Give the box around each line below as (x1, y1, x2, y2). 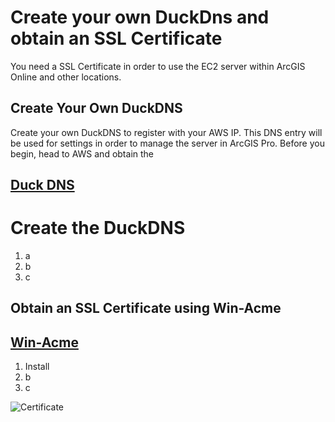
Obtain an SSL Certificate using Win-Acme (10, 300, 282, 317)
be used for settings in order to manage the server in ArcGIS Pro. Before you (10, 137, 325, 149)
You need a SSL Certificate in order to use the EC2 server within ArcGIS (10, 60, 306, 72)
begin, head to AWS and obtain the (10, 147, 154, 160)
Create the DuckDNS (10, 217, 186, 240)
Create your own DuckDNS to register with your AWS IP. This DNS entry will (10, 126, 323, 138)
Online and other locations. (10, 71, 122, 83)
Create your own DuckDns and (10, 6, 270, 29)
